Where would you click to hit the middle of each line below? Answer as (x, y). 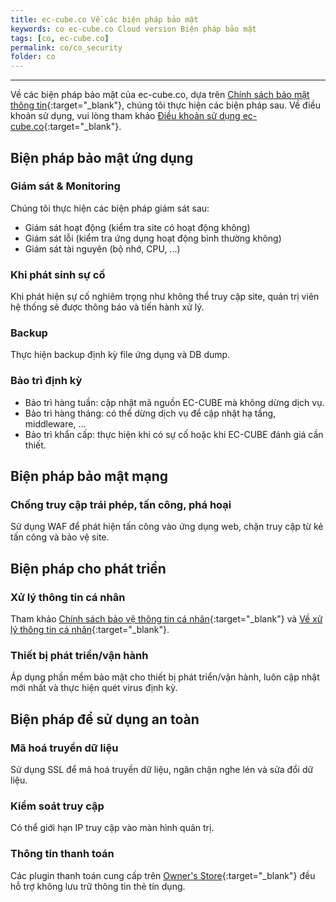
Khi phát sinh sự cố (58, 274)
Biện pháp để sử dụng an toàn (105, 719)
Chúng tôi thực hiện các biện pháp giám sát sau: (110, 208)
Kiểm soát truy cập (57, 806)
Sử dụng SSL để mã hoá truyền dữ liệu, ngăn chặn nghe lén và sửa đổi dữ (162, 770)
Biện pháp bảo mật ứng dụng (102, 157)
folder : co (33, 57)
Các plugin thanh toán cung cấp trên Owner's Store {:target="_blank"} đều (163, 875)
